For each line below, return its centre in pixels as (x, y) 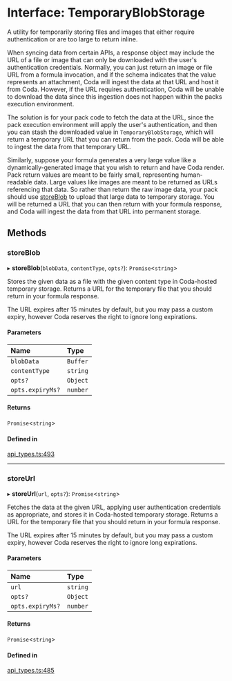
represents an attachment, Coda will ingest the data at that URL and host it (113, 81)
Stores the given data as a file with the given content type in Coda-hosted (112, 281)
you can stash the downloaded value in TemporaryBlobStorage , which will (110, 132)
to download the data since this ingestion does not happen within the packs (115, 96)
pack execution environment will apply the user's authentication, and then (112, 124)
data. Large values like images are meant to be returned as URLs (125, 182)
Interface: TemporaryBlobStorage (106, 13)
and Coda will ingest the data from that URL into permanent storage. (104, 211)
